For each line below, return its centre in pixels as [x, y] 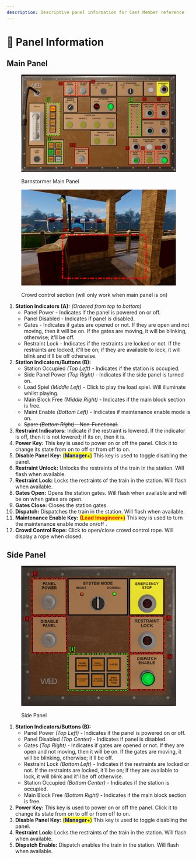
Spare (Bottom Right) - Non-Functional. [71, 425]
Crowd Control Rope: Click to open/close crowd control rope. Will [94, 531]
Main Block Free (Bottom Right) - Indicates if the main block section [105, 795]
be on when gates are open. [49, 499]
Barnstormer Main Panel [50, 182]
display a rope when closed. [49, 536]
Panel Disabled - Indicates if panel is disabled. [79, 319]
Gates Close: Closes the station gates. [62, 505]
